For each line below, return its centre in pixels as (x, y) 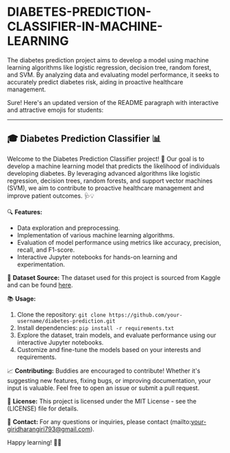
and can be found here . (40, 285)
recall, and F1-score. (46, 249)
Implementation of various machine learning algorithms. (95, 235)
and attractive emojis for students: (55, 110)
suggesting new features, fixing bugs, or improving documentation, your (109, 380)
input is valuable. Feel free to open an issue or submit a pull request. (103, 388)
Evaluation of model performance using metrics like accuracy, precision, (119, 242)
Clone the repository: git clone (61, 314)
